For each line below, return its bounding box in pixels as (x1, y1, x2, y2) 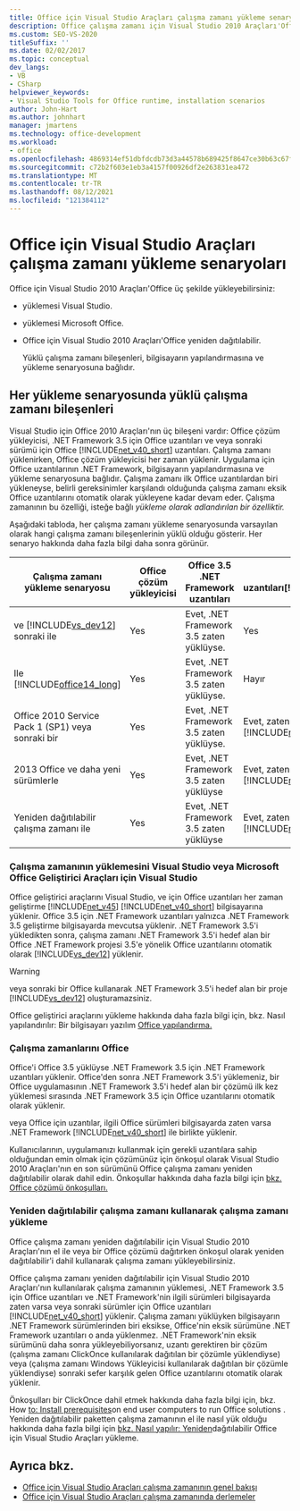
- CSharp (9, 80, 42, 89)
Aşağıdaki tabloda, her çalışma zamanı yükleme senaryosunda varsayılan (9, 519, 279, 529)
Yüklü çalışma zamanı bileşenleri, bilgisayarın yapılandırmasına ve (21, 352, 264, 363)
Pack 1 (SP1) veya (13, 721, 92, 733)
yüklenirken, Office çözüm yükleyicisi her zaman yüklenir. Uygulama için (9, 453, 275, 465)
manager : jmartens (9, 122, 78, 131)
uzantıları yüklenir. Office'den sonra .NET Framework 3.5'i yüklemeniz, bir (9, 1072, 279, 1083)
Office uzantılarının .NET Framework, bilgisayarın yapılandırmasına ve (9, 463, 265, 474)
